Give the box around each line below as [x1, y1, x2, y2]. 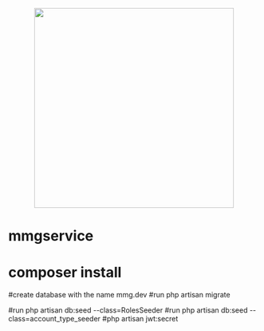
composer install [8, 264, 122, 281]
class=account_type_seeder [8, 314, 101, 324]
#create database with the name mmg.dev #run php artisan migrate [8, 290, 231, 300]
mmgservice [8, 227, 94, 245]
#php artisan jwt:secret [102, 314, 179, 324]
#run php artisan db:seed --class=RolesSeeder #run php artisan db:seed [8, 305, 248, 315]
